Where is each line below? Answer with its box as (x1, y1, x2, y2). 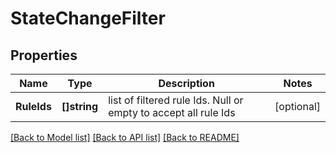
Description (158, 77, 215, 90)
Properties (10, 47, 78, 64)
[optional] (274, 100, 321, 113)
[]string (61, 100, 99, 113)
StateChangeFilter (10, 7, 166, 30)
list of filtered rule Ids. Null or (108, 93, 244, 107)
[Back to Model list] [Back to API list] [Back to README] (10, 132, 240, 143)
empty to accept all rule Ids (108, 106, 236, 119)
